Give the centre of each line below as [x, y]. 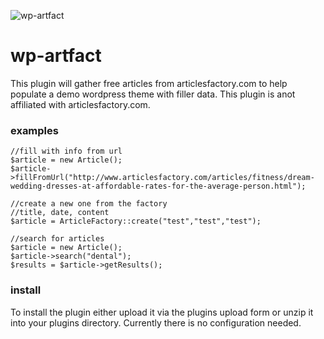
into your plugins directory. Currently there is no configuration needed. [156, 322]
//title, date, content [60, 213]
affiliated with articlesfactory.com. [80, 104]
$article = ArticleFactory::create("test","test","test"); [136, 221]
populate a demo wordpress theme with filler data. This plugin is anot [153, 94]
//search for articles [57, 239]
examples [34, 130]
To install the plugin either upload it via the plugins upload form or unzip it [162, 312]
